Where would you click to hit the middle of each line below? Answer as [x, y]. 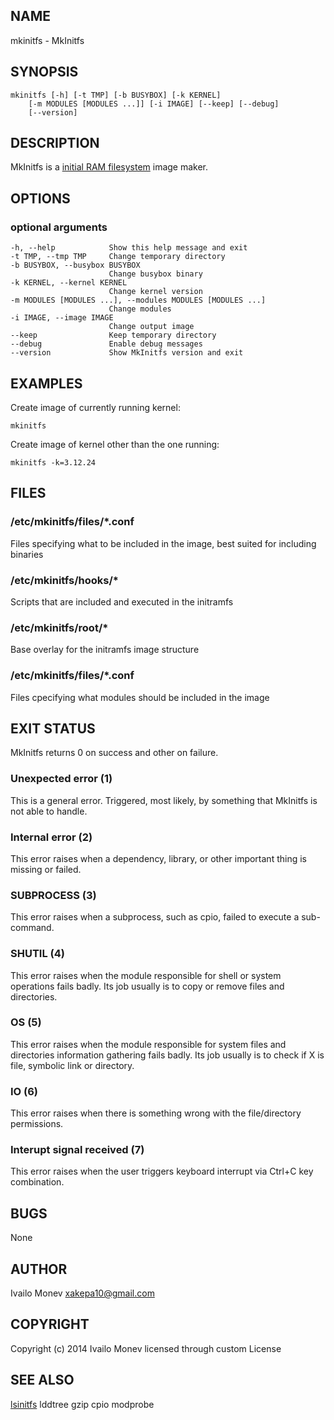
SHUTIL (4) [37, 954]
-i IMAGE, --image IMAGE [62, 318]
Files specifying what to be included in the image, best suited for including [163, 543]
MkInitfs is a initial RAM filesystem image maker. [109, 167]
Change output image [151, 327]
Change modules [140, 309]
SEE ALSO [42, 1380]
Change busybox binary [155, 274]
